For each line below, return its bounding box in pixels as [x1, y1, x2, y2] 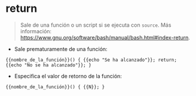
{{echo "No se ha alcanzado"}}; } [5, 62, 92, 68]
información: [20, 27, 52, 34]
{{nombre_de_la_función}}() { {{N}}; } [5, 84, 105, 90]
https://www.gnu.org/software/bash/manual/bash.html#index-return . [20, 34, 191, 41]
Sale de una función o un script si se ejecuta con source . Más [20, 21, 171, 28]
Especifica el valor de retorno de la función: [14, 72, 122, 79]
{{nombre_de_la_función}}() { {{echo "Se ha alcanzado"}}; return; [5, 57, 177, 63]
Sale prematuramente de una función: [14, 45, 108, 52]
